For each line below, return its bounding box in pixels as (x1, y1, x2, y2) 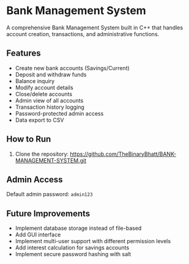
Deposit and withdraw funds (15, 71, 87, 78)
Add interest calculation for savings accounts (15, 244, 130, 251)
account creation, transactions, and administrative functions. (6, 30, 160, 37)
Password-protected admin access (15, 109, 104, 117)
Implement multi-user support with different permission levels (15, 238, 171, 245)
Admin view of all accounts (15, 97, 84, 104)
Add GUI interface (15, 231, 61, 238)
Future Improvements (6, 208, 91, 219)
